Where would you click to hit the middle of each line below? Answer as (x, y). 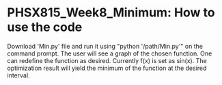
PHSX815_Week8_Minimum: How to (111, 13)
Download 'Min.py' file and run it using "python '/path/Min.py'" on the (105, 46)
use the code (45, 27)
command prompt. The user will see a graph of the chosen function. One (110, 53)
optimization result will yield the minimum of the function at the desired (107, 68)
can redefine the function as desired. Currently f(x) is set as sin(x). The (107, 60)
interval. (18, 75)
